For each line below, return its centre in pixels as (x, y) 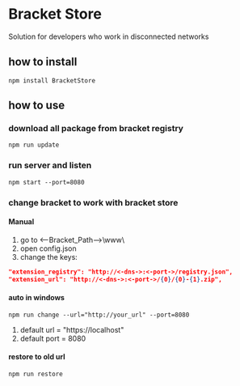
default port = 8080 (53, 338)
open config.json (48, 248)
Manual (21, 222)
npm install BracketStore (52, 81)
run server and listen (50, 165)
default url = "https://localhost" (72, 329)
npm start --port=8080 (46, 182)
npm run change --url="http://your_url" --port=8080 (99, 315)
